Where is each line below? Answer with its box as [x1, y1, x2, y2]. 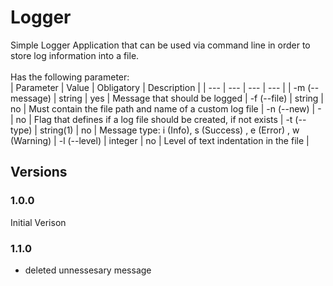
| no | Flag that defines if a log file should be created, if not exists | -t [10, 113, 293, 125]
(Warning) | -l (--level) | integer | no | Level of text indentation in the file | [10, 134, 310, 146]
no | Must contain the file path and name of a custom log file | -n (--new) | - [10, 102, 322, 115]
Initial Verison [10, 216, 67, 228]
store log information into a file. [10, 49, 140, 61]
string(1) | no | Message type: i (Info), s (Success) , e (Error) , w [39, 124, 300, 136]
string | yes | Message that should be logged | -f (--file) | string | [58, 92, 324, 104]
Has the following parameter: [10, 71, 130, 83]
